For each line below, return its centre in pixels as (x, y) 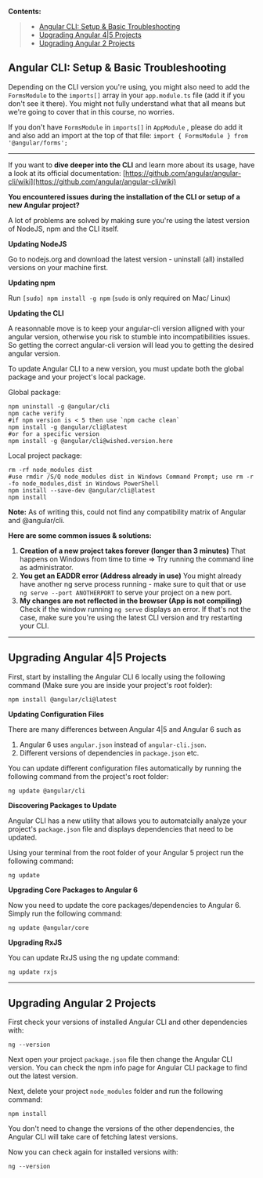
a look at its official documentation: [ (67, 173)
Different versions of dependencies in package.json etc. (109, 752)
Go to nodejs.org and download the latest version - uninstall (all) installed (126, 259)
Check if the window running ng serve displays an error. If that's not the (135, 609)
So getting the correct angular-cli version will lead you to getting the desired (131, 345)
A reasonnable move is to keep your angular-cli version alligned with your (126, 328)
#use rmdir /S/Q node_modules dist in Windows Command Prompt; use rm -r (131, 477)
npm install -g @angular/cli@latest (68, 427)
